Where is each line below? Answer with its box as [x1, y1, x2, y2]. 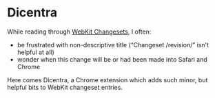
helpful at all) [17, 48, 55, 56]
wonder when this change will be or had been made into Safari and [17, 55, 208, 63]
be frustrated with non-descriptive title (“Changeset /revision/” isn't [17, 40, 209, 49]
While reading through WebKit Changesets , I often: [7, 27, 152, 36]
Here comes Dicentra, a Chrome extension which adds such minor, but [7, 75, 208, 84]
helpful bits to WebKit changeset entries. [7, 83, 123, 91]
